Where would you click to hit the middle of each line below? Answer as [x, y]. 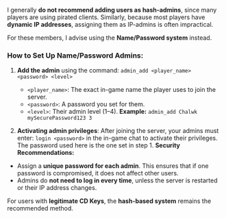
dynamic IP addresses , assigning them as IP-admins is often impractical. [110, 24]
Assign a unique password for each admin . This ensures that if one [113, 166]
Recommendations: [46, 153]
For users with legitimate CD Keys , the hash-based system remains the [109, 201]
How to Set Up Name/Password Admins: [75, 56]
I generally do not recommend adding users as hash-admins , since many [112, 10]
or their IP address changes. [57, 188]
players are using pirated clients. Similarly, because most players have [106, 17]
